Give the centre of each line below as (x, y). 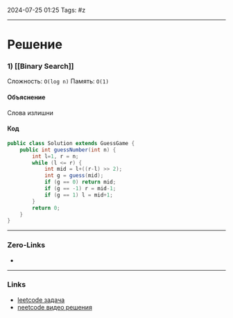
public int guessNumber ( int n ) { (68, 150)
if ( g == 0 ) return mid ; (80, 182)
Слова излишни (30, 112)
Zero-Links (26, 245)
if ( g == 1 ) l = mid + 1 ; (78, 195)
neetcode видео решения (54, 307)
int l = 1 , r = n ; (55, 156)
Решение (35, 45)
